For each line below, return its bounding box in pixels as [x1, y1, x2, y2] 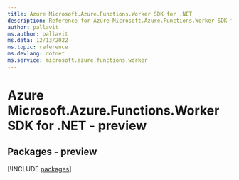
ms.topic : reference [7, 43, 69, 51]
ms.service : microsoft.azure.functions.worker [7, 57, 148, 64]
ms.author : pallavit [7, 30, 69, 38]
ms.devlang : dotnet [7, 51, 65, 58]
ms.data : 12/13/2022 [7, 37, 69, 44]
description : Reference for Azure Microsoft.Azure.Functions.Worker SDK [7, 17, 228, 24]
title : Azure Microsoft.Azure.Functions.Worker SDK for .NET [7, 10, 193, 18]
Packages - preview [7, 146, 97, 158]
